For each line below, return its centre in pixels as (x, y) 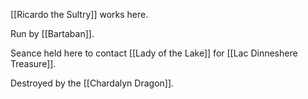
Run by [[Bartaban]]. (52, 33)
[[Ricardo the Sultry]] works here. (79, 14)
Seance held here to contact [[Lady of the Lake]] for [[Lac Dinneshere (154, 53)
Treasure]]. (33, 63)
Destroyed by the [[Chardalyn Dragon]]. (92, 83)
